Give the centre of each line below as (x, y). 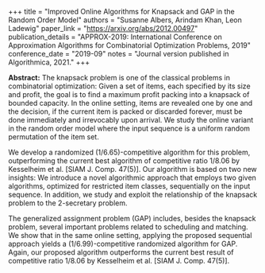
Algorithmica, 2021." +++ (49, 62)
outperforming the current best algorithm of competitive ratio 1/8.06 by (124, 161)
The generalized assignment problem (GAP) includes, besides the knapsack (132, 218)
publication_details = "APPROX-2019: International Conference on (115, 37)
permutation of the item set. (54, 137)
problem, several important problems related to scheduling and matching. (128, 227)
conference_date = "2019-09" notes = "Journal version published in (119, 54)
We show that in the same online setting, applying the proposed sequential (130, 235)
